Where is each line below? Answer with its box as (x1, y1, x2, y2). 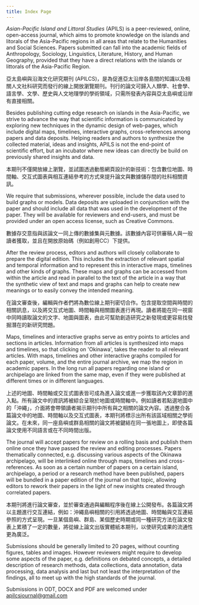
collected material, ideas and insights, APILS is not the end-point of (6, 141, 171, 148)
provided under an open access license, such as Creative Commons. (6, 217, 175, 224)
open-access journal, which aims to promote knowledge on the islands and (6, 31, 190, 39)
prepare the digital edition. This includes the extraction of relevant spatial (6, 255, 185, 262)
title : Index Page (6, 8, 52, 15)
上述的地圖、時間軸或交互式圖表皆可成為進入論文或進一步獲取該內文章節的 (6, 389, 188, 396)
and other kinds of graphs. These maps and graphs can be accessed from (6, 268, 188, 275)
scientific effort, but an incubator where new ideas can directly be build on (6, 147, 188, 154)
